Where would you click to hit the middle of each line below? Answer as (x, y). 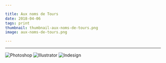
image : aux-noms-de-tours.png (36, 32)
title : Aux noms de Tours (32, 14)
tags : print (17, 23)
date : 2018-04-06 (23, 18)
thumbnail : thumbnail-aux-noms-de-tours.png (52, 28)
